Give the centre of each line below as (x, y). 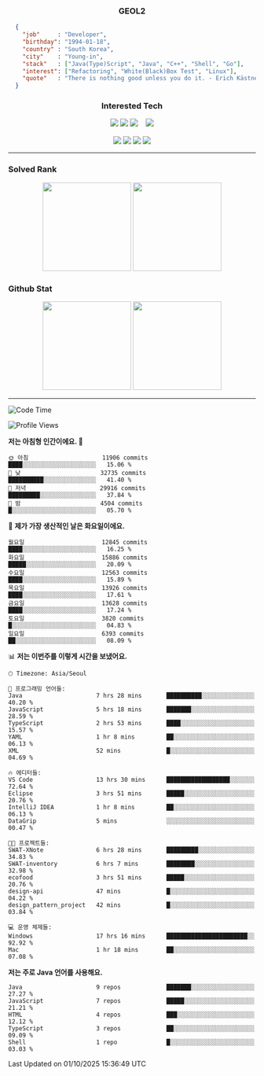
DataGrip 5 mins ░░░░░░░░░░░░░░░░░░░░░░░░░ (132, 821)
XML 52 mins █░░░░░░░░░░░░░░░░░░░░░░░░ (132, 751)
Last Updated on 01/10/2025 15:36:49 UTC (77, 1064)
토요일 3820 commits (76, 619)
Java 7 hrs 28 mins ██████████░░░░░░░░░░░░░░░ (132, 696)
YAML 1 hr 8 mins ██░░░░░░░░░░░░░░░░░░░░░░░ (132, 737)
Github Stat (30, 289)
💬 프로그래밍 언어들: (37, 689)
